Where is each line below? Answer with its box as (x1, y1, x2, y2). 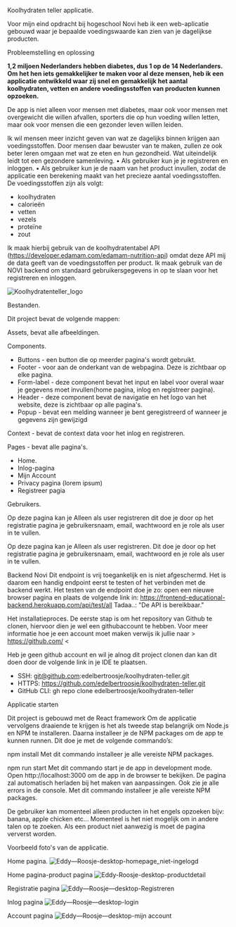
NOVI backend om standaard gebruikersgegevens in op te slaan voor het (7, 266, 218, 274)
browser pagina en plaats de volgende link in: (7, 593, 139, 602)
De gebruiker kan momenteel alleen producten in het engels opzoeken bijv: (7, 807, 225, 816)
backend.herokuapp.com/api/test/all (7, 601, 112, 609)
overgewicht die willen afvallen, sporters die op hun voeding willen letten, (7, 113, 220, 121)
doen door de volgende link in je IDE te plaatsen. (7, 658, 147, 666)
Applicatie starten (7, 700, 58, 709)
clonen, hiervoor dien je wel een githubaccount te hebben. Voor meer (7, 622, 209, 630)
